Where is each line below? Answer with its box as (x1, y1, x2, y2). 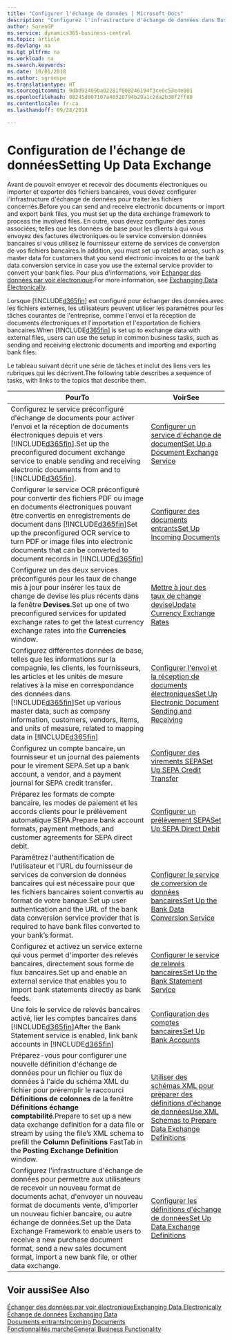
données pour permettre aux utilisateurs (10, 1174, 142, 1184)
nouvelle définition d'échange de (10, 1059, 117, 1069)
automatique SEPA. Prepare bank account (10, 815, 144, 824)
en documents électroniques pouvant (10, 502, 133, 511)
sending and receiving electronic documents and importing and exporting (7, 341, 216, 349)
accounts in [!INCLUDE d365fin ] (10, 1039, 114, 1049)
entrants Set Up (151, 523, 200, 533)
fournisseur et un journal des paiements (10, 752, 140, 761)
